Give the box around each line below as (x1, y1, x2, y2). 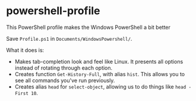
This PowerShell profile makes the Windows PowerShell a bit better (6, 24, 171, 31)
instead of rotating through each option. (14, 64, 113, 71)
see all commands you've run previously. (14, 77, 115, 84)
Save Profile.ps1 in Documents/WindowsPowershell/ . (6, 35, 132, 42)
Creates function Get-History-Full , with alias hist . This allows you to (14, 70, 185, 77)
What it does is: (6, 46, 45, 54)
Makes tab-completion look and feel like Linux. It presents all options (14, 58, 184, 65)
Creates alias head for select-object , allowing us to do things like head (14, 83, 186, 90)
